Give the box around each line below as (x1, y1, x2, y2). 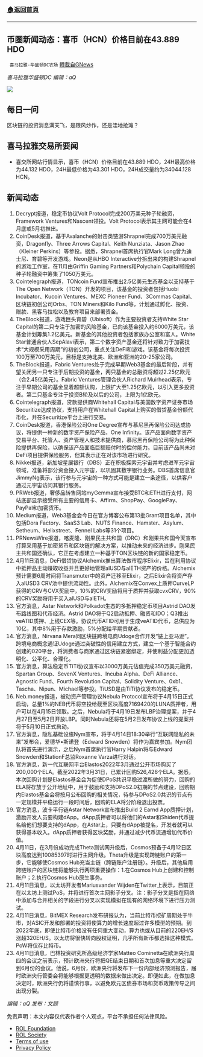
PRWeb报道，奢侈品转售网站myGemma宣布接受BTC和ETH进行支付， (15, 489, 187, 496)
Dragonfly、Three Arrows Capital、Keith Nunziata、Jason (26, 240, 171, 247)
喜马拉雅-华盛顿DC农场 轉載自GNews (9, 61, 94, 68)
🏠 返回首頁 (7, 5, 39, 13)
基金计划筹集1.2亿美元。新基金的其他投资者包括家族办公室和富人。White (15, 330, 196, 337)
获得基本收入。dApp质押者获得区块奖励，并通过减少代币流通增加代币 (15, 828, 188, 835)
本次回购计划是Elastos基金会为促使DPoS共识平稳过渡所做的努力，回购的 (15, 776, 195, 783)
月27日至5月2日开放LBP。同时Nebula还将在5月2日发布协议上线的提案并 (15, 715, 195, 723)
